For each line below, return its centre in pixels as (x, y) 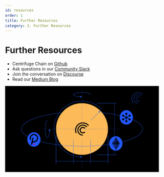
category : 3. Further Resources (38, 26)
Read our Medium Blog (35, 79)
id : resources (20, 10)
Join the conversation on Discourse (48, 74)
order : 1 (14, 15)
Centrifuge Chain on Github (40, 64)
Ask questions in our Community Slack (51, 69)
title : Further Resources (31, 20)
